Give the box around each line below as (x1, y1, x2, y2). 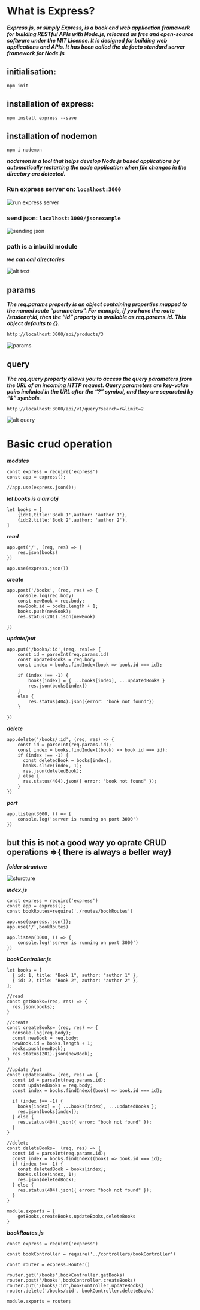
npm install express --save (7, 115, 77, 121)
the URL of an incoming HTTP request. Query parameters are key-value (7, 382, 189, 389)
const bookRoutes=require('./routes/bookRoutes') (7, 908, 134, 914)
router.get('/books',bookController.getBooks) (7, 1272, 125, 1278)
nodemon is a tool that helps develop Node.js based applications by (7, 158, 180, 165)
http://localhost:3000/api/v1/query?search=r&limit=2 (7, 406, 144, 412)
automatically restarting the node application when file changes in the (7, 164, 187, 171)
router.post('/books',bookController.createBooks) (7, 1277, 136, 1283)
